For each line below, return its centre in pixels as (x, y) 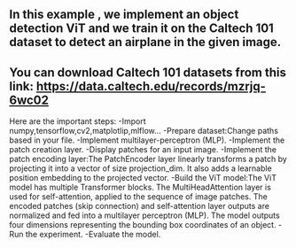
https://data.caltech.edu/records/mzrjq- (151, 86)
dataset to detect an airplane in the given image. (145, 42)
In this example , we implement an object (124, 15)
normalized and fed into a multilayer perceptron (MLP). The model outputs (145, 215)
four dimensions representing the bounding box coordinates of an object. (143, 225)
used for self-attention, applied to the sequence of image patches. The (138, 197)
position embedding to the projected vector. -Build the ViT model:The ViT (143, 178)
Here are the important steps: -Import (78, 121)
